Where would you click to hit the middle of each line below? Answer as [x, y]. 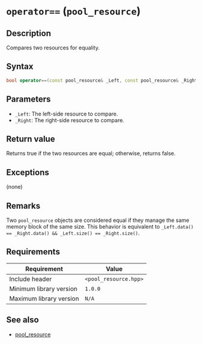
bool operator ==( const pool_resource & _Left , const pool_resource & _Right [102, 80]
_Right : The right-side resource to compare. [69, 120]
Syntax [20, 66]
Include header [31, 279]
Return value [31, 139]
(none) [14, 187]
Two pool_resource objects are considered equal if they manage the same [98, 220]
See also [23, 320]
